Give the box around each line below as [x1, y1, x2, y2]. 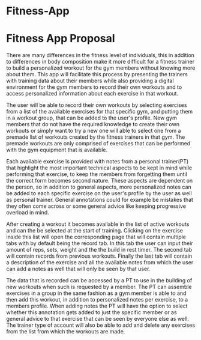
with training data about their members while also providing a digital [6, 77, 174, 85]
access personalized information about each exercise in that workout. [6, 90, 179, 97]
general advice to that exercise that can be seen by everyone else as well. [6, 315, 189, 323]
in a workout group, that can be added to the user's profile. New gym [6, 114, 177, 121]
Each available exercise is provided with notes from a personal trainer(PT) [6, 158, 189, 165]
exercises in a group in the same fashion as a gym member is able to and [6, 290, 187, 297]
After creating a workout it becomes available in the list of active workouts [6, 220, 190, 228]
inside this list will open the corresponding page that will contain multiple [6, 233, 186, 241]
